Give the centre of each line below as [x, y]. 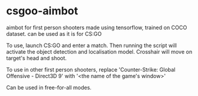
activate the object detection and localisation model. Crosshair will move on [99, 51]
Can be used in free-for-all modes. [49, 87]
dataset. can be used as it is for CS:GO [54, 33]
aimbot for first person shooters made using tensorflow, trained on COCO [97, 27]
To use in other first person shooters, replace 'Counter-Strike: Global [91, 69]
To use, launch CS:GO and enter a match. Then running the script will [92, 45]
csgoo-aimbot [42, 11]
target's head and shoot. [36, 58]
